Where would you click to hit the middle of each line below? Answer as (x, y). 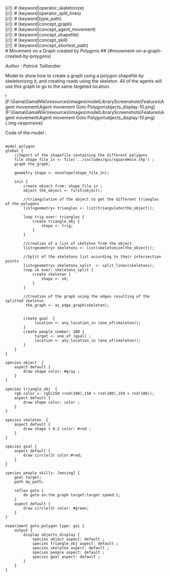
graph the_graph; (33, 164)
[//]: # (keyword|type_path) (34, 19)
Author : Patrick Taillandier (33, 66)
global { (14, 151)
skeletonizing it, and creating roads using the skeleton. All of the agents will (84, 81)
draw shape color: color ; (52, 402)
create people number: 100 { (54, 332)
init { (21, 182)
